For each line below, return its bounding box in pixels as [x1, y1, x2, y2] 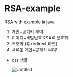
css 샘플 [11, 57, 28, 63]
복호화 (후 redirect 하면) [11, 40, 58, 46]
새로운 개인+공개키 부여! [11, 47, 58, 52]
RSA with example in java [4, 19, 55, 25]
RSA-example [4, 3, 61, 14]
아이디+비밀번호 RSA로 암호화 [11, 35, 69, 40]
